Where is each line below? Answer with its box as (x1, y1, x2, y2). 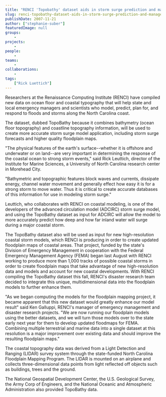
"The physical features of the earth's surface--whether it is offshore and (5, 145, 153, 151)
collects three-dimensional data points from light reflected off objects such (5, 361, 158, 367)
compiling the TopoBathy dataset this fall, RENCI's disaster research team (5, 273, 155, 279)
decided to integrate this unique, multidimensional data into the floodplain (5, 279, 155, 285)
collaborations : (5, 67, 39, 72)
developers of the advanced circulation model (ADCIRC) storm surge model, (5, 206, 161, 212)
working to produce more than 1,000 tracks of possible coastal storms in (5, 258, 153, 264)
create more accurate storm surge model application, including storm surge (5, 130, 159, 136)
